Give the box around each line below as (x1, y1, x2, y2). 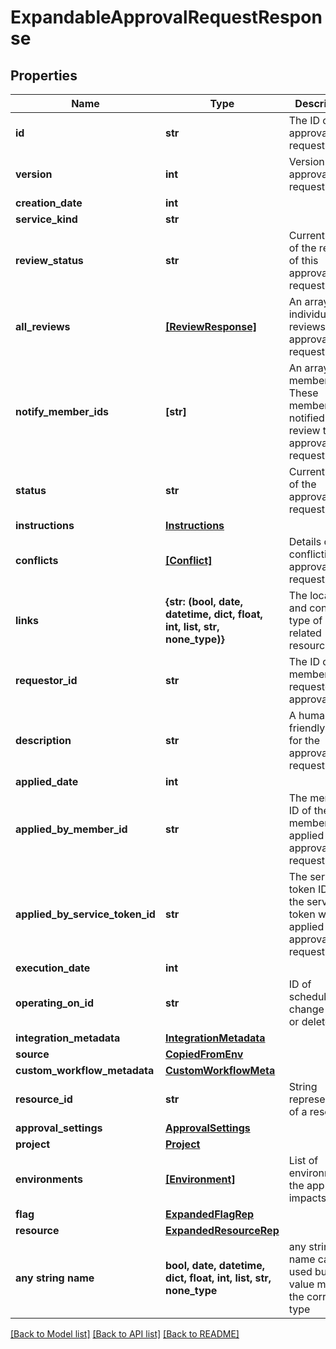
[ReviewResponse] (164, 320, 258, 333)
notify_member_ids (15, 405, 109, 418)
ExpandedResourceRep (164, 1224, 280, 1237)
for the (288, 734, 321, 747)
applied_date (15, 775, 79, 788)
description (15, 734, 72, 747)
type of (288, 614, 323, 627)
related (288, 626, 322, 640)
